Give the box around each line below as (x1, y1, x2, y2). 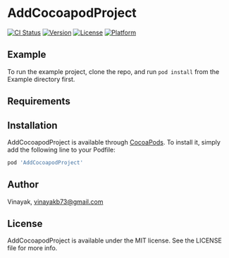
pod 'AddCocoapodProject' (7, 159, 83, 166)
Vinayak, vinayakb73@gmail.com (7, 197, 104, 206)
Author (7, 178, 39, 191)
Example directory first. (7, 75, 75, 83)
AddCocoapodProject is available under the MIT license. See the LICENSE (7, 236, 222, 245)
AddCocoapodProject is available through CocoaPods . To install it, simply (7, 137, 221, 146)
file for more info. (7, 244, 58, 252)
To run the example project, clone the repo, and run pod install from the (7, 67, 220, 75)
